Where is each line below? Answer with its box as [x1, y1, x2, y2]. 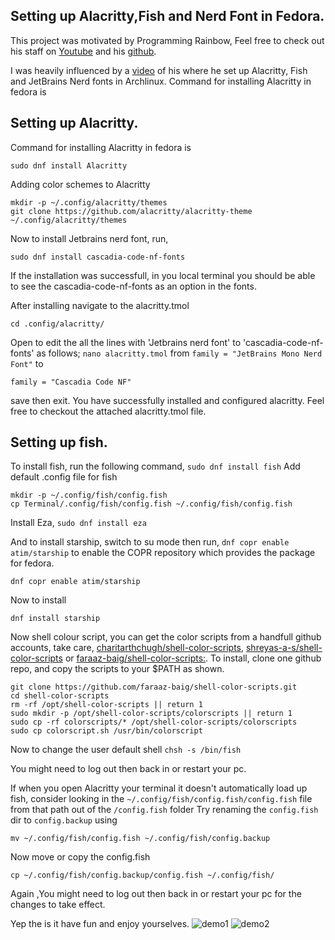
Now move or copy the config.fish [10, 851, 151, 863]
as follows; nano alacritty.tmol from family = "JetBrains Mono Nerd [36, 347, 323, 359]
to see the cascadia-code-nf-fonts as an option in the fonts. [10, 280, 257, 292]
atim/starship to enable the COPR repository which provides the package [10, 547, 316, 559]
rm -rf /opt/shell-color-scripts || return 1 [10, 700, 203, 710]
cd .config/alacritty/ [10, 319, 105, 329]
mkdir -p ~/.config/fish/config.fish [10, 490, 168, 501]
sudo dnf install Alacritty [10, 160, 128, 171]
